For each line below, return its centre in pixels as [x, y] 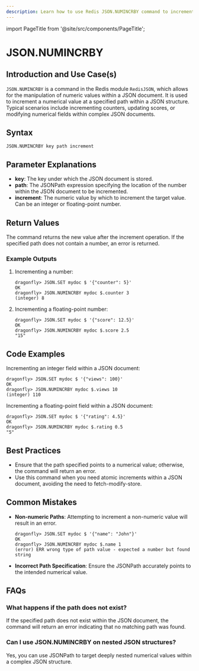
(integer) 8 [29, 298]
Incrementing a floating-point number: [61, 309]
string [23, 555]
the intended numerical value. [51, 572]
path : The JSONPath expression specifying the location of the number [101, 185]
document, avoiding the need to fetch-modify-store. [78, 483]
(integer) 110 [24, 395]
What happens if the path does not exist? [67, 608]
